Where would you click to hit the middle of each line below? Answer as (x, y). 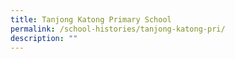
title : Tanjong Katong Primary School (91, 19)
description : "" (44, 38)
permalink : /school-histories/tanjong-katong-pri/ (118, 29)
